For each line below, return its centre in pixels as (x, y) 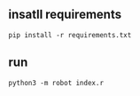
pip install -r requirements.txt (70, 35)
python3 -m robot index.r (56, 83)
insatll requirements (65, 15)
